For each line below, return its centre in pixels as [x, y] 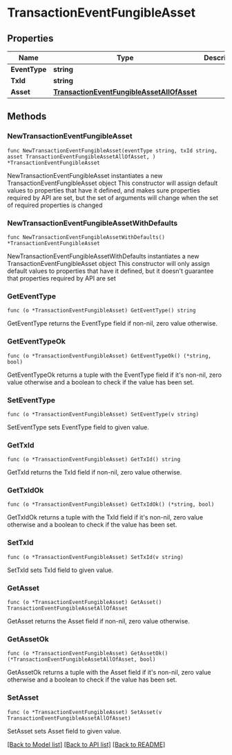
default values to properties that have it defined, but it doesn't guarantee [110, 271]
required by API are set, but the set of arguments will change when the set [113, 197]
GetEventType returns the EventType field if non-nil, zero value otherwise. [113, 323]
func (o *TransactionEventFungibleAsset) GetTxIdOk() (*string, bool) [111, 505]
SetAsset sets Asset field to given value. [65, 731]
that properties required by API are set [61, 278]
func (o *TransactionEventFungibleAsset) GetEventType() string [101, 311]
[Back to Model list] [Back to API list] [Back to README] [86, 744]
